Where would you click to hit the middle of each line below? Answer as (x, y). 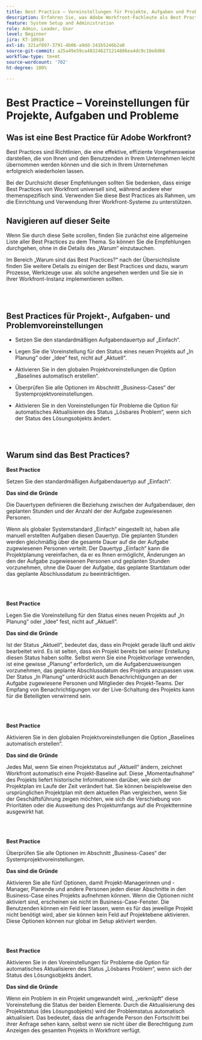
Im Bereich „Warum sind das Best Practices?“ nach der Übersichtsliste (93, 260)
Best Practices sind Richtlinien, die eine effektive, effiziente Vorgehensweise (101, 152)
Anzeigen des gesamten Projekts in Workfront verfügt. (74, 1030)
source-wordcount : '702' (37, 62)
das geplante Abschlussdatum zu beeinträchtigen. (69, 574)
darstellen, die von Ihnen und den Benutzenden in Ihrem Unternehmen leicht (101, 158)
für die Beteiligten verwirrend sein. (49, 696)
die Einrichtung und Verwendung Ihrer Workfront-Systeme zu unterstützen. (99, 202)
